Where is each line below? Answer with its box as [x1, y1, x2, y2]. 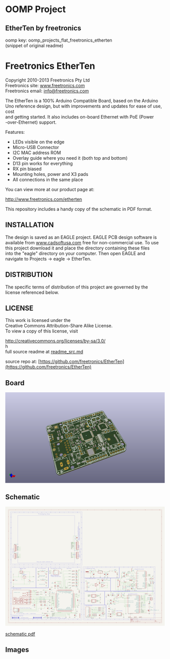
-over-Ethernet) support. [5, 119, 57, 125]
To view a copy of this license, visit [5, 328, 78, 334]
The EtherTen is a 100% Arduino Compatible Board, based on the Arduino [5, 97, 158, 103]
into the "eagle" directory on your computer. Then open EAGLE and [5, 250, 146, 257]
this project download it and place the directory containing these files [5, 245, 150, 251]
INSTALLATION [5, 221, 54, 229]
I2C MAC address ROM [12, 150, 61, 156]
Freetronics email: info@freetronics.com [5, 88, 89, 94]
